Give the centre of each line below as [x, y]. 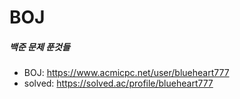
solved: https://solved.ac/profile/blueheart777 [118, 83]
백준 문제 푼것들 [40, 47]
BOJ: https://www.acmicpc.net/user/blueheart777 [126, 73]
